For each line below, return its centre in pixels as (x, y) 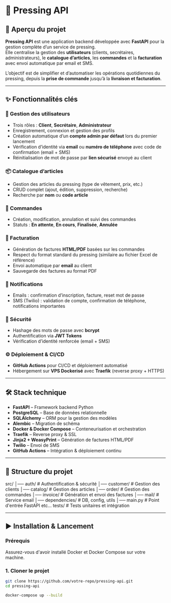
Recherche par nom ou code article (50, 195)
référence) (24, 260)
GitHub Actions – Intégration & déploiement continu (67, 451)
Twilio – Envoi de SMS (36, 445)
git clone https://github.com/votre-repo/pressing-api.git (69, 582)
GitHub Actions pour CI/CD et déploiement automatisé (70, 366)
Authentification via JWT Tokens (47, 336)
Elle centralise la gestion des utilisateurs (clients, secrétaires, (70, 52)
